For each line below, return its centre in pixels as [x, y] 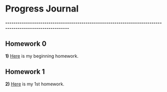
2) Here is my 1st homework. [35, 84]
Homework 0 [26, 44]
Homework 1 [25, 72]
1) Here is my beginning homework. [42, 56]
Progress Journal [42, 9]
